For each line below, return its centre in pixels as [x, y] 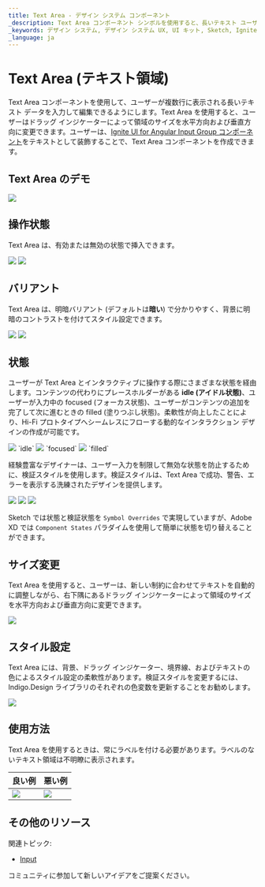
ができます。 [29, 538]
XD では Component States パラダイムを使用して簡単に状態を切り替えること [130, 527]
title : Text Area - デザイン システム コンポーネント [90, 15]
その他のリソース [49, 823]
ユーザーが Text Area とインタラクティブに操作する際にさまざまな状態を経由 [132, 382]
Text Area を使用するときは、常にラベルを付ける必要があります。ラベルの [128, 749]
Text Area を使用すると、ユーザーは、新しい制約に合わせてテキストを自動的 [131, 585]
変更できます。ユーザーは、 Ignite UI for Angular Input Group [119, 132]
